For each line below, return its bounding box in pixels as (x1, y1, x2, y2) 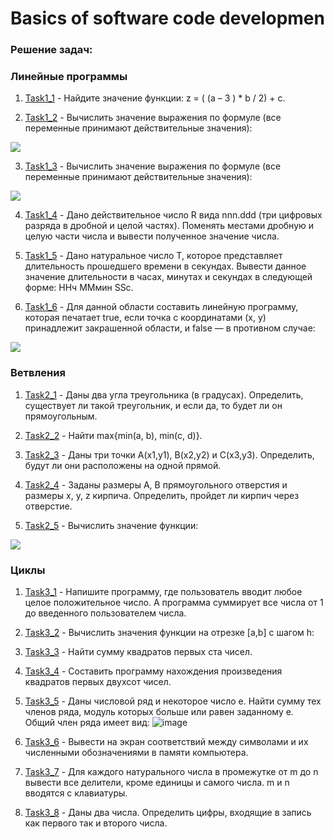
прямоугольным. (24, 410, 98, 422)
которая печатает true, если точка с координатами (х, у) (24, 312, 267, 324)
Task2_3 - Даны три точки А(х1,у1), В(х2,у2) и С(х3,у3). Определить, (24, 448, 315, 461)
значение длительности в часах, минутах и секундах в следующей (24, 271, 313, 283)
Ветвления (10, 366, 66, 380)
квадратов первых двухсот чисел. (24, 676, 172, 687)
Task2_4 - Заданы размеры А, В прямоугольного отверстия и (24, 478, 288, 491)
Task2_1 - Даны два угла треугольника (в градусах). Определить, (24, 388, 304, 401)
